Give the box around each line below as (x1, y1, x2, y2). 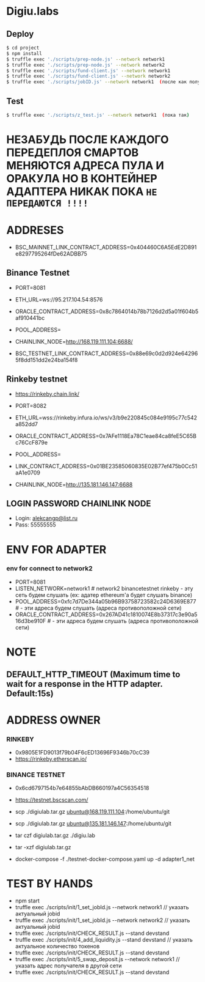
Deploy (6, 29, 34, 39)
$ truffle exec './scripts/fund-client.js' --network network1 (6, 67, 171, 74)
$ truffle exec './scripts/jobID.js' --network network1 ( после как (6, 79, 187, 85)
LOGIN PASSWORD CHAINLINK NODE (6, 498, 151, 509)
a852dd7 (15, 420, 38, 427)
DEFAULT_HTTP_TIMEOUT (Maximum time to (6, 670, 181, 680)
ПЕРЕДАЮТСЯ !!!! (6, 198, 88, 209)
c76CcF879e (15, 438, 48, 446)
